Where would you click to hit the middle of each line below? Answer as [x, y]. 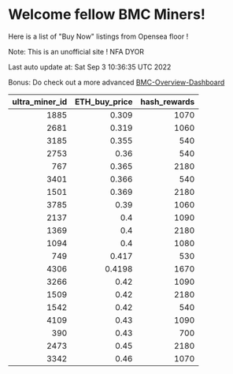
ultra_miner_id [40, 102]
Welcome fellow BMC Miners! [107, 15]
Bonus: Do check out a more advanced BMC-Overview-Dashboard [116, 82]
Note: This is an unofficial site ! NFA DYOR [76, 51]
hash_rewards [168, 102]
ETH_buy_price [104, 102]
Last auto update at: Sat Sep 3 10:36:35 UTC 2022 [90, 67]
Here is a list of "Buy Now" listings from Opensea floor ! [98, 36]
